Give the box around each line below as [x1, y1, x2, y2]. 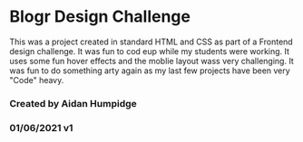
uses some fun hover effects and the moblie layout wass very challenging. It [9, 55, 295, 66]
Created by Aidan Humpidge [9, 97, 138, 109]
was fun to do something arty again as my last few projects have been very [9, 65, 290, 76]
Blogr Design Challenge [9, 6, 191, 27]
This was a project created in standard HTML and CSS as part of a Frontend [9, 36, 293, 47]
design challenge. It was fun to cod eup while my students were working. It [9, 45, 290, 56]
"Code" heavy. [9, 74, 64, 85]
